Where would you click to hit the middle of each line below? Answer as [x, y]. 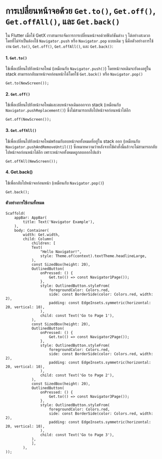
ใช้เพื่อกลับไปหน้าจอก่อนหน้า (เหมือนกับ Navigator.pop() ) [55, 183]
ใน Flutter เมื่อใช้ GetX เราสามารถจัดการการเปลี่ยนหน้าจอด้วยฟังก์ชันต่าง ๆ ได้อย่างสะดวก [78, 35]
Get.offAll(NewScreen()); [32, 161]
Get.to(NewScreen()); [27, 83]
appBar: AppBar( [31, 218]
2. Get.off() [18, 94]
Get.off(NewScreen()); [28, 120]
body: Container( [32, 230]
